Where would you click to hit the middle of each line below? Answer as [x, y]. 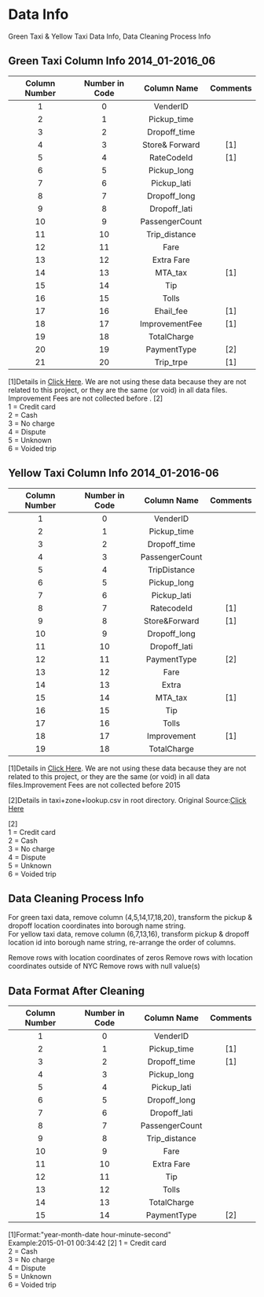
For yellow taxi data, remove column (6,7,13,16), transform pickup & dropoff [129, 934]
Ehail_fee [171, 311]
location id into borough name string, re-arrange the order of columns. [122, 943]
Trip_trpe [171, 362]
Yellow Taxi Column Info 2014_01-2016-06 [114, 473]
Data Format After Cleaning [77, 990]
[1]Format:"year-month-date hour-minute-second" [90, 1235]
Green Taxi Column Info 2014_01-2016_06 [112, 61]
